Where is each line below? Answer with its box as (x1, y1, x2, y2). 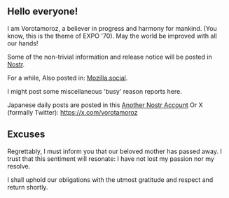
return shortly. (7, 183, 48, 191)
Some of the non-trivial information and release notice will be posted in (7, 52, 212, 61)
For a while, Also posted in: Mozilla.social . (7, 73, 128, 82)
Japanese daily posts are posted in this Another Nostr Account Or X (7, 101, 203, 109)
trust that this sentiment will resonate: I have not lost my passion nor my (7, 154, 215, 163)
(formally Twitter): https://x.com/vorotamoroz (7, 108, 138, 116)
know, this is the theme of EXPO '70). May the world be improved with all (7, 31, 217, 40)
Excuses (7, 129, 46, 141)
